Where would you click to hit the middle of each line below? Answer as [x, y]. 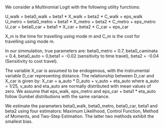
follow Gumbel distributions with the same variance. [58, 96]
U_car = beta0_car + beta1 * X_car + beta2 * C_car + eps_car [67, 27]
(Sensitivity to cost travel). [32, 61]
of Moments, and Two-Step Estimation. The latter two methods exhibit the [80, 116]
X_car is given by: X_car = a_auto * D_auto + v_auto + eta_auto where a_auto [82, 81]
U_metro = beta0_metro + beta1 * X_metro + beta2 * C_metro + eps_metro [80, 22]
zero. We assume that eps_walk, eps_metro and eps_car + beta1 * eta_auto [80, 91]
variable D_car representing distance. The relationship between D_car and [80, 76]
